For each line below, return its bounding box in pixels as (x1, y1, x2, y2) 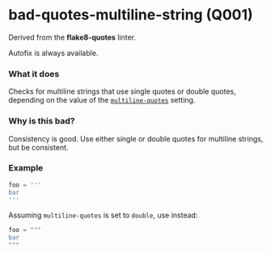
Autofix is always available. (8, 48, 99, 57)
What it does (8, 68, 60, 79)
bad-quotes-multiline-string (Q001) (8, 6, 253, 24)
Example (8, 162, 44, 174)
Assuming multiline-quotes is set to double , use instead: (8, 210, 198, 220)
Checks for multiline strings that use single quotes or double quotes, (8, 86, 236, 96)
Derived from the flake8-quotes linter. (8, 32, 136, 42)
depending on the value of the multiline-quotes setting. (8, 95, 196, 105)
